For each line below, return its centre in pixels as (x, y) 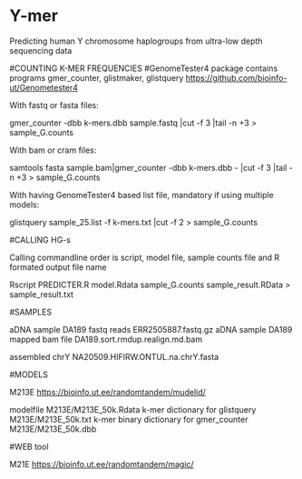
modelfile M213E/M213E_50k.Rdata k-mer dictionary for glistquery (133, 409)
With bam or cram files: (53, 150)
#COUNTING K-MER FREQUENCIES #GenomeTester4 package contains (144, 68)
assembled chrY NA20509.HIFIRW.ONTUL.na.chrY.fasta (114, 356)
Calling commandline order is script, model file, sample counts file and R (145, 257)
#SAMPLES (31, 312)
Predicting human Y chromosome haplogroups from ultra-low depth (136, 41)
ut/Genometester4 (44, 87)
